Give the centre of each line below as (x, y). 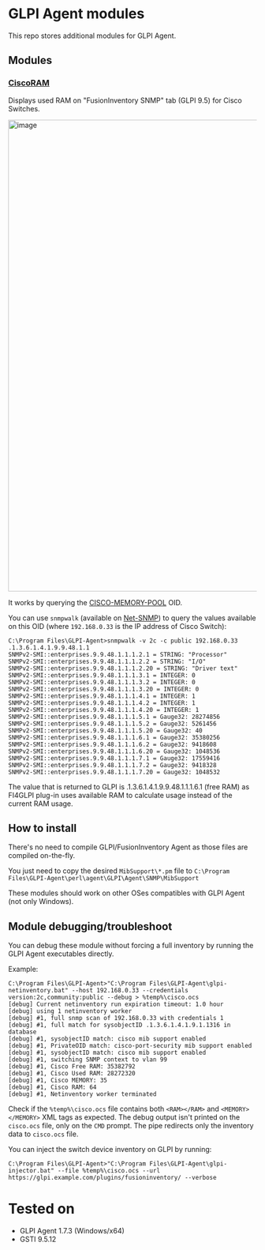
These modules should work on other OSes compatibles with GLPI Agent (127, 893)
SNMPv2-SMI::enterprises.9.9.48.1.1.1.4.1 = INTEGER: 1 (102, 696)
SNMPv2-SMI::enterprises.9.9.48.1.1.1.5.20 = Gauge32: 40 (105, 730)
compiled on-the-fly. (42, 856)
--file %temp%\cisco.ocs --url (109, 1171)
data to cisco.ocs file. (43, 1134)
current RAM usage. (41, 804)
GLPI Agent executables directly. (61, 954)
